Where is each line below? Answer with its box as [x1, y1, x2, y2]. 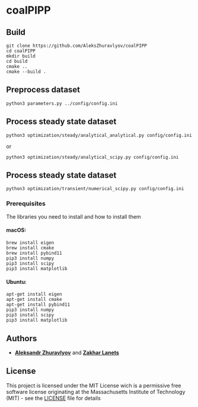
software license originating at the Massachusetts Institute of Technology [6, 388, 186, 395]
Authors [6, 333, 37, 344]
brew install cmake [6, 245, 55, 251]
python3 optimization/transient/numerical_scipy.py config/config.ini [6, 186, 184, 192]
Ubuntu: [6, 278, 27, 285]
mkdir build [6, 53, 36, 59]
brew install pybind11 [6, 250, 62, 256]
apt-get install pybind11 [6, 302, 70, 308]
